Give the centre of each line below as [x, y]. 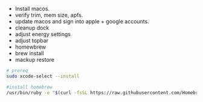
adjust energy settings [43, 34]
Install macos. [32, 9]
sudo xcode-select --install [43, 76]
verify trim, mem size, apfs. [49, 15]
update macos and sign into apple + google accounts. [82, 21]
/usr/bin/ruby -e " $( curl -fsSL [47, 92]
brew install [29, 53]
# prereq [17, 71]
